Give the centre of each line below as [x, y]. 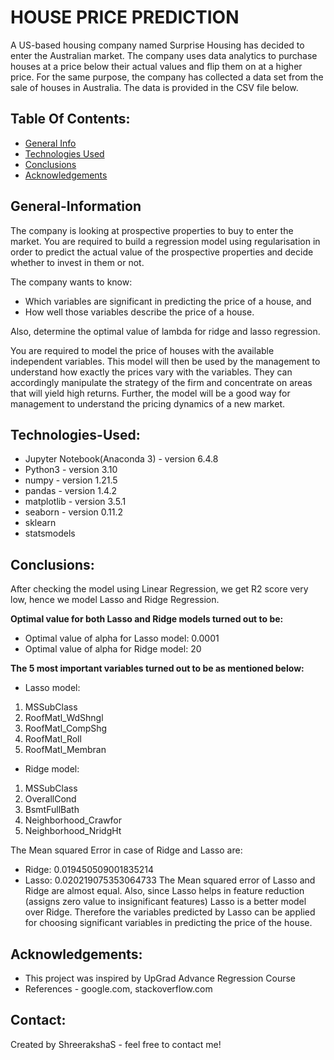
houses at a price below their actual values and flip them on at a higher [156, 66]
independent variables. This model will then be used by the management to [165, 361]
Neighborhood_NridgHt [73, 831]
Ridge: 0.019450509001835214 [89, 870]
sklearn [40, 523]
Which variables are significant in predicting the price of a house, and [168, 301]
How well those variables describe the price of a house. [139, 312]
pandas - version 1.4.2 [71, 491]
